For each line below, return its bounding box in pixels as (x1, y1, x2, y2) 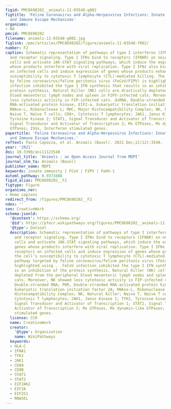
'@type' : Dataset (10, 225, 47, 231)
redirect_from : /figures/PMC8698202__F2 (5, 197, 93, 202)
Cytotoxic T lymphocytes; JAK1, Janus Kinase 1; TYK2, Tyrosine (14, 296, 154, 302)
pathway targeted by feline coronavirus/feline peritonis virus (14, 258, 154, 264)
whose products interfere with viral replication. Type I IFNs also (10, 64, 158, 69)
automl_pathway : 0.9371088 (5, 173, 63, 178)
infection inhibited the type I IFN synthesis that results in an (10, 83, 154, 88)
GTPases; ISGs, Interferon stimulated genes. (10, 126, 108, 131)
